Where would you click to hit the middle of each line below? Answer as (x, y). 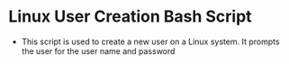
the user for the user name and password (98, 50)
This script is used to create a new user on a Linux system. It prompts (150, 41)
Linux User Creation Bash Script (131, 17)
